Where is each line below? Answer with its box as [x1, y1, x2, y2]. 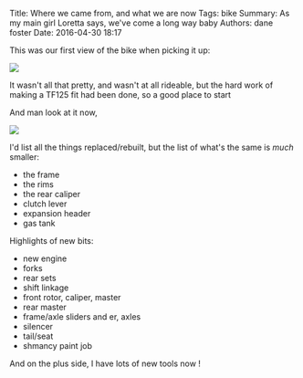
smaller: [9, 152, 39, 163]
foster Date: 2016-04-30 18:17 [9, 27, 122, 37]
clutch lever [22, 198, 68, 209]
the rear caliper [22, 189, 80, 199]
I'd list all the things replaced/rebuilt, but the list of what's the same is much [9, 142, 294, 152]
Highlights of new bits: [9, 236, 94, 246]
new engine [22, 253, 68, 264]
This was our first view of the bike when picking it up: [9, 45, 211, 56]
